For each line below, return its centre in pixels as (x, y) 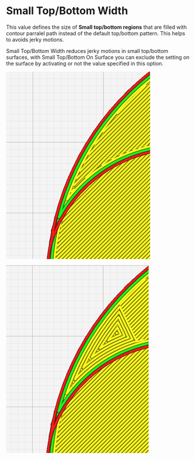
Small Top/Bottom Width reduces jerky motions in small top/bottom (87, 51)
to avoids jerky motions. (35, 39)
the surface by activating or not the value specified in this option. (85, 63)
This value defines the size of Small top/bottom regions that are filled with (96, 27)
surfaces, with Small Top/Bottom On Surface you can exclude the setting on (98, 57)
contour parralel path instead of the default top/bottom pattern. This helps (96, 33)
